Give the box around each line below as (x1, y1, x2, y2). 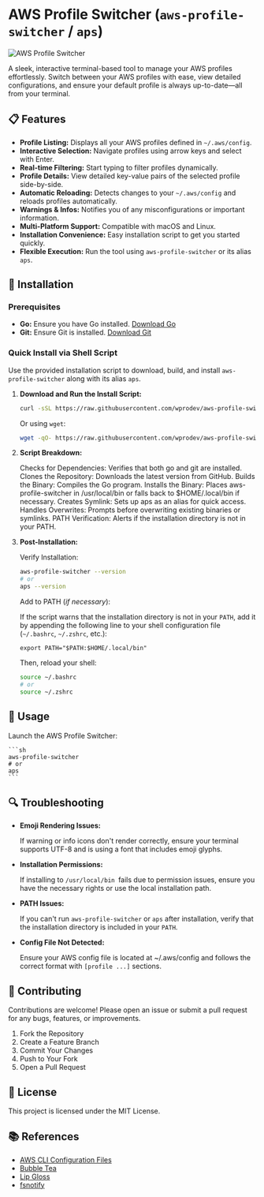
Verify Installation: (19, 552, 79, 562)
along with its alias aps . (66, 373, 142, 383)
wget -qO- (19, 434, 53, 442)
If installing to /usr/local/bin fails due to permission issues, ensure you (19, 875, 255, 885)
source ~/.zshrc (19, 688, 73, 696)
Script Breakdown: (19, 448, 83, 458)
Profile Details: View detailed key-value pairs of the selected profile (19, 171, 240, 181)
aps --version (19, 582, 66, 591)
